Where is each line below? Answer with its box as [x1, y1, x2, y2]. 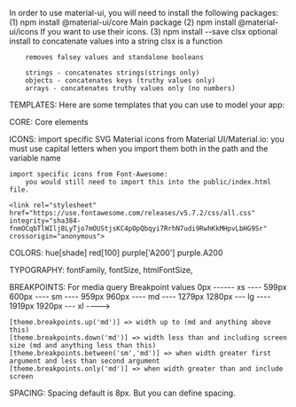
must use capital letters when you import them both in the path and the [9, 144, 269, 153]
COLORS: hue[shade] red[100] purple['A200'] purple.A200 [9, 247, 223, 258]
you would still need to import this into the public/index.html [25, 177, 272, 186]
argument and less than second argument [9, 356, 161, 365]
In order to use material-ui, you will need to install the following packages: [9, 8, 279, 18]
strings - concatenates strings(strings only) [25, 68, 200, 77]
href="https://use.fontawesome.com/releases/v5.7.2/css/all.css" [9, 208, 255, 217]
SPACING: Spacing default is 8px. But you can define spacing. [9, 387, 237, 398]
